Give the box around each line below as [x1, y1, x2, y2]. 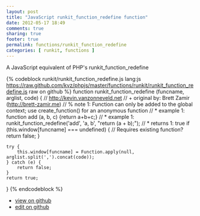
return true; [6, 175, 39, 181]
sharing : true [6, 31, 42, 37]
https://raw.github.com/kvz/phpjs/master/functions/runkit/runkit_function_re [6, 82, 194, 89]
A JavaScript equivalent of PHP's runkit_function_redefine [6, 64, 149, 71]
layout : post [6, 8, 39, 15]
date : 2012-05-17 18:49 [6, 20, 66, 26]
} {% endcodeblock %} [6, 185, 63, 192]
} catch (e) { [6, 159, 42, 165]
